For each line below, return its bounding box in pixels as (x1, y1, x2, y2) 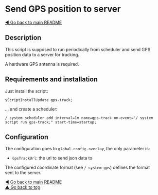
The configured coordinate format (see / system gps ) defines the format (5, 164, 150, 171)
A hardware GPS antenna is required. (5, 61, 79, 67)
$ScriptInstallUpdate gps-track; (5, 97, 73, 103)
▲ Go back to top (5, 184, 40, 190)
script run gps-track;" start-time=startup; (5, 120, 97, 124)
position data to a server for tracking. (5, 52, 79, 57)
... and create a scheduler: (5, 106, 57, 112)
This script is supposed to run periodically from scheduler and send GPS (5, 46, 151, 52)
